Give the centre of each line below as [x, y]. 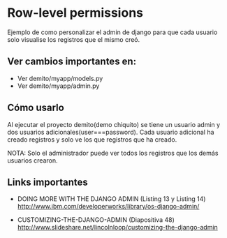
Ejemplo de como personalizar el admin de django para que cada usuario [112, 32]
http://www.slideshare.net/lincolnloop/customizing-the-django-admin [117, 228]
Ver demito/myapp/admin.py [58, 86]
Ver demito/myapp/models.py [60, 78]
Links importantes [48, 182]
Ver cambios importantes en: [72, 62]
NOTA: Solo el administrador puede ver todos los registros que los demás [113, 153]
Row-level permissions [75, 13]
